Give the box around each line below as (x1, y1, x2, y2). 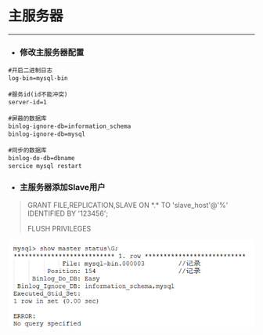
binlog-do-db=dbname (8, 155, 76, 162)
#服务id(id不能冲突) (8, 91, 68, 99)
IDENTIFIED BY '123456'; (27, 209, 109, 218)
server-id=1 (8, 99, 47, 107)
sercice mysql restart (8, 162, 82, 170)
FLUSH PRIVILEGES (27, 224, 92, 233)
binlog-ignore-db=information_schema (8, 122, 131, 130)
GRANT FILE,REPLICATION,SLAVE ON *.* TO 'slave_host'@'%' (27, 200, 229, 209)
